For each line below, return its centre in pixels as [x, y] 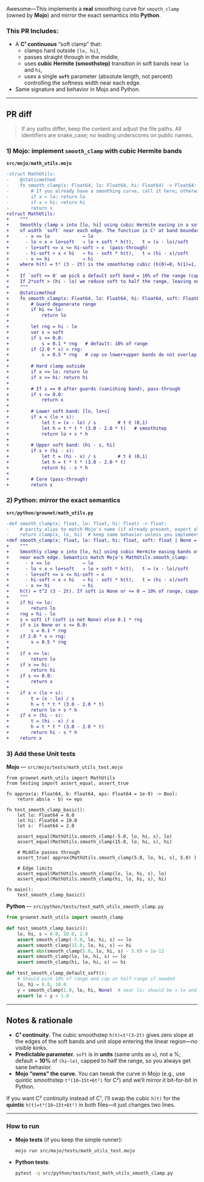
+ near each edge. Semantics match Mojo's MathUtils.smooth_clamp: [97, 557]
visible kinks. [31, 1048]
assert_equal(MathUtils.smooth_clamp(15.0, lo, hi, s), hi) [95, 842]
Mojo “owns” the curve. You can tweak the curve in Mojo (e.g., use [100, 1074]
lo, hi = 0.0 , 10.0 [42, 984]
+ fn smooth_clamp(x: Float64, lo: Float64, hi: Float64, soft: [93, 298]
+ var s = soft [35, 332]
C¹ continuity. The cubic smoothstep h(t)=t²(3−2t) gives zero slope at [104, 1035]
